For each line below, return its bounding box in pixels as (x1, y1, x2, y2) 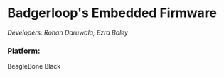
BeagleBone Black (7, 62, 61, 71)
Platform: (7, 46, 41, 56)
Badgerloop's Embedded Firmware (7, 5, 217, 21)
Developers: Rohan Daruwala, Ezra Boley (7, 28, 129, 37)
